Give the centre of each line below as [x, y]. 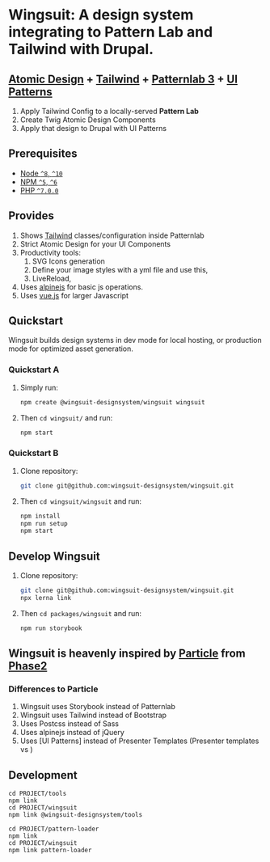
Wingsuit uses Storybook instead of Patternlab [98, 707]
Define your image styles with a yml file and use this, [120, 269]
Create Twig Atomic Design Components [88, 120]
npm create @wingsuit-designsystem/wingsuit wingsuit [112, 402]
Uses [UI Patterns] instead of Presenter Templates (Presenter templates [139, 741]
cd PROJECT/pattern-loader [54, 829]
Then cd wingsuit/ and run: [66, 417]
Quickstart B [34, 453]
